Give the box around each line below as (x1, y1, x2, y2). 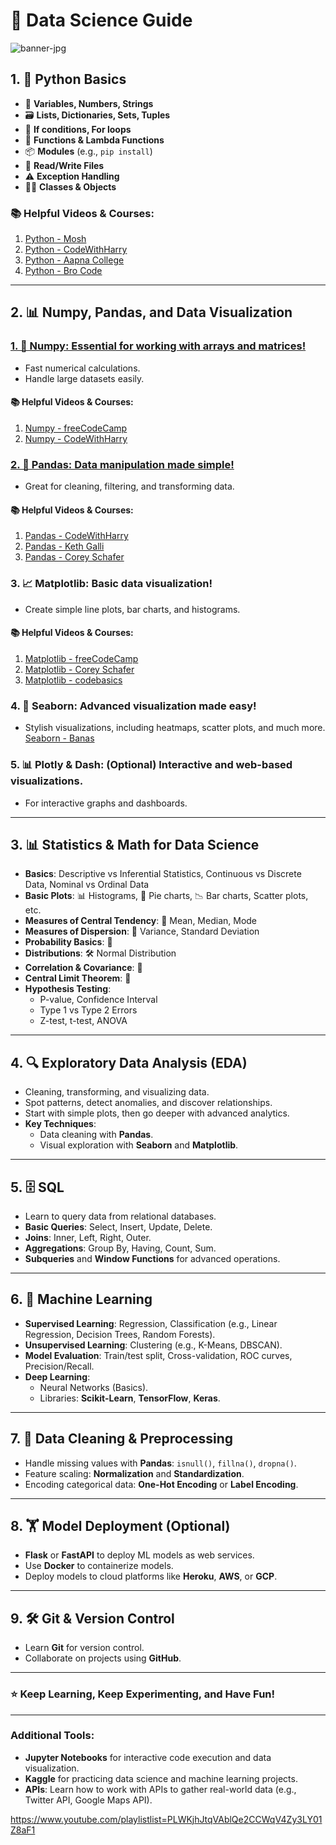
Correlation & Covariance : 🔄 (24, 962, 143, 974)
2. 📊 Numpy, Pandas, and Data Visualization (10, 304, 293, 321)
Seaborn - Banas (24, 732, 95, 744)
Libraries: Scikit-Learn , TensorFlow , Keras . (39, 1392, 221, 1404)
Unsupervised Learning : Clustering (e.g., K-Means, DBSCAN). (24, 1339, 283, 1351)
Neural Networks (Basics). (39, 1381, 149, 1393)
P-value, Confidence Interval (39, 994, 158, 1006)
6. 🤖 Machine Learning (10, 1291, 153, 1308)
